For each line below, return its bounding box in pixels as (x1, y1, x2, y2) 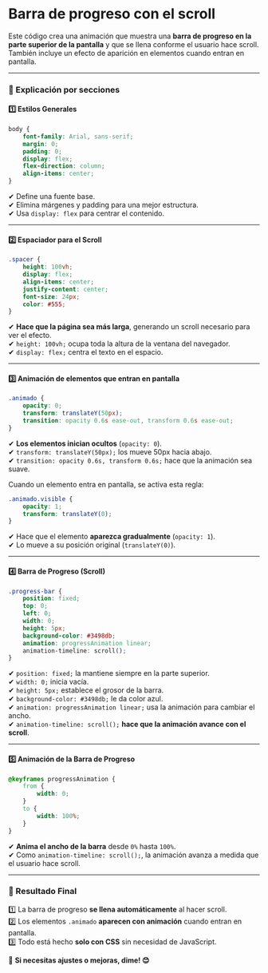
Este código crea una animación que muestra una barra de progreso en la (8, 31, 252, 41)
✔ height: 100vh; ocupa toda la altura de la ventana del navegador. (8, 339, 231, 348)
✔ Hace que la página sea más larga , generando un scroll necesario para (8, 322, 250, 332)
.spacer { (8, 256, 41, 264)
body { (8, 125, 30, 133)
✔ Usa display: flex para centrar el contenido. (8, 208, 165, 218)
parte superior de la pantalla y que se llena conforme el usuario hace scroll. (8, 39, 259, 49)
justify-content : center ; (22, 285, 109, 293)
